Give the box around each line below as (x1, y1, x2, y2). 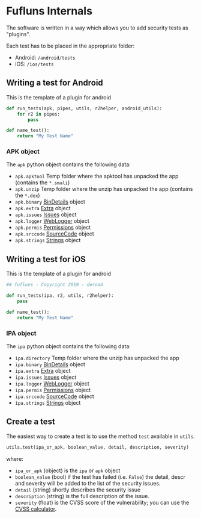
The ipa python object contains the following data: (6, 342, 131, 350)
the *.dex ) (14, 192, 40, 199)
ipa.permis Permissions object (14, 386, 91, 393)
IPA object (6, 329, 37, 337)
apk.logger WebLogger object (14, 217, 90, 225)
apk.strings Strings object (14, 237, 81, 244)
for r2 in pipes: (17, 111, 61, 117)
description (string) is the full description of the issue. (14, 492, 150, 499)
